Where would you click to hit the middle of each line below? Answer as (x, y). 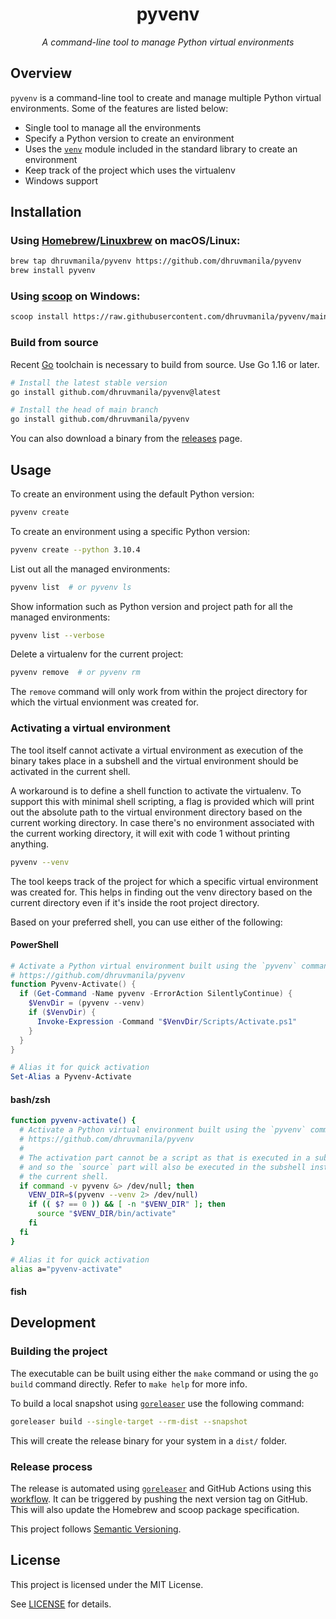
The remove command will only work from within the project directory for (159, 692)
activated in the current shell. (70, 771)
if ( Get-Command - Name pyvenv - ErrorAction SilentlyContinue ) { (156, 994)
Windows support (61, 180)
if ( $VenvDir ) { (62, 1013)
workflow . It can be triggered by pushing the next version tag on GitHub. (159, 1499)
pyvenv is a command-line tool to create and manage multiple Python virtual (166, 97)
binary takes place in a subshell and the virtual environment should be (154, 760)
